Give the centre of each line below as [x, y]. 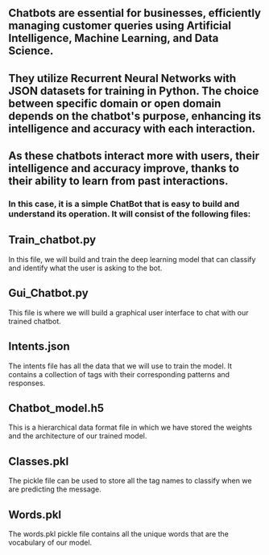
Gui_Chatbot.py [48, 293]
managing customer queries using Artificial [120, 26]
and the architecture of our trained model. [78, 436]
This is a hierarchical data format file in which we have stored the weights [130, 428]
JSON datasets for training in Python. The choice [134, 90]
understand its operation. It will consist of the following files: [130, 214]
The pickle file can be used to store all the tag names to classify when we [130, 481]
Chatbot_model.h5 [56, 408]
